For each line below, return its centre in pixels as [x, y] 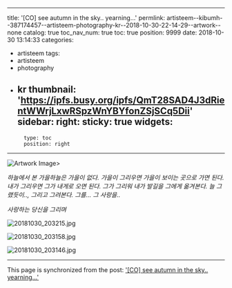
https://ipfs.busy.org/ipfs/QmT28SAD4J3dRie [123, 100]
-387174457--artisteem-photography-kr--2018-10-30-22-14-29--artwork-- [114, 25]
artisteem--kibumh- [195, 18]
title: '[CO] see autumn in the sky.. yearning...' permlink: [86, 18]
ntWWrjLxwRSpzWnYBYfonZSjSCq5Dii [103, 111]
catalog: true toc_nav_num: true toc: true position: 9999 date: [110, 32]
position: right [47, 144]
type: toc [38, 138]
